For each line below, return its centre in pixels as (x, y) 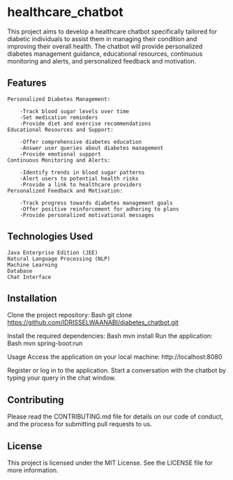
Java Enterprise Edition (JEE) (53, 253)
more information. (33, 470)
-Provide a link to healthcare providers (81, 185)
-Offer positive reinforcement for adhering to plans (99, 209)
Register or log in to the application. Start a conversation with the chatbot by (117, 370)
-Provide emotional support (60, 154)
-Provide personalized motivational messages (87, 215)
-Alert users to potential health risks (79, 179)
